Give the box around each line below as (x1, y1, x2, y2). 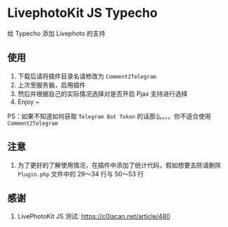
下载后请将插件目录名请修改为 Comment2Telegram (17, 72, 157, 80)
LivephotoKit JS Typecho (7, 5, 158, 21)
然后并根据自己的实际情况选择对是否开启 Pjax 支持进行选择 (17, 90, 188, 98)
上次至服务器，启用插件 (17, 80, 86, 89)
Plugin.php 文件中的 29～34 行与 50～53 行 (17, 169, 144, 178)
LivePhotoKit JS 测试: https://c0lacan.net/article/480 (17, 212, 171, 221)
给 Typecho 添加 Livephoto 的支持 (7, 29, 106, 37)
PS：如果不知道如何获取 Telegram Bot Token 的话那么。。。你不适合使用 (7, 111, 211, 121)
